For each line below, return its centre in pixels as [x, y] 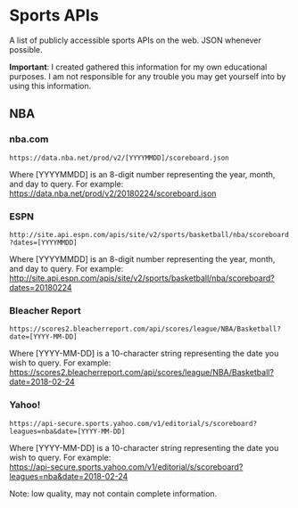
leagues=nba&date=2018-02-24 [69, 476]
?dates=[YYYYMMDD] [43, 242]
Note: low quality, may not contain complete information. [113, 493]
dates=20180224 [41, 287]
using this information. [50, 86]
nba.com [29, 139]
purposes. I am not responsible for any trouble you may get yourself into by [148, 76]
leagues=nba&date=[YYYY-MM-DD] [67, 431]
